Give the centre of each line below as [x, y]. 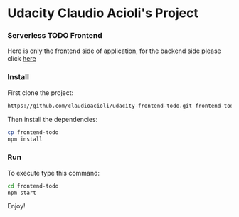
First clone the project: [41, 92]
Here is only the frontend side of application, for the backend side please [115, 51]
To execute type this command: [54, 173]
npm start [22, 193]
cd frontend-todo [33, 186]
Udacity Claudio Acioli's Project [103, 13]
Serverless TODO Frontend [55, 36]
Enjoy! [17, 206]
